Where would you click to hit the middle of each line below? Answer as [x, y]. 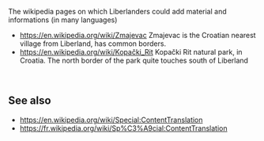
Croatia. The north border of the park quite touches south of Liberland [134, 60]
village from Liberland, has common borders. [93, 44]
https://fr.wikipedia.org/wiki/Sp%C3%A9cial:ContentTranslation [123, 128]
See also [30, 101]
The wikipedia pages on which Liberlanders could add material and [117, 11]
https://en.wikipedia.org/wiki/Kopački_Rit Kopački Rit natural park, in [131, 52]
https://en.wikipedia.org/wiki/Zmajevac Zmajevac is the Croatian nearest [138, 35]
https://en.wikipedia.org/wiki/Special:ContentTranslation [111, 120]
